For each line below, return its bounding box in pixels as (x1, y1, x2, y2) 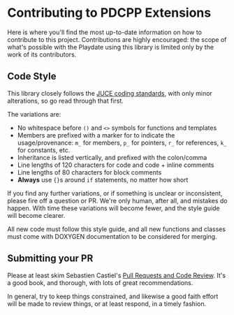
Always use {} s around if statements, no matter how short (17, 175, 189, 184)
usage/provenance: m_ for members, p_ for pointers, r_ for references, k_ (17, 138, 227, 147)
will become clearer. (7, 211, 66, 219)
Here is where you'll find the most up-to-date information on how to (7, 28, 203, 36)
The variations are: (7, 110, 61, 118)
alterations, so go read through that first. (7, 96, 124, 105)
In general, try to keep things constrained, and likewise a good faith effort (7, 292, 219, 300)
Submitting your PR (7, 253, 94, 265)
